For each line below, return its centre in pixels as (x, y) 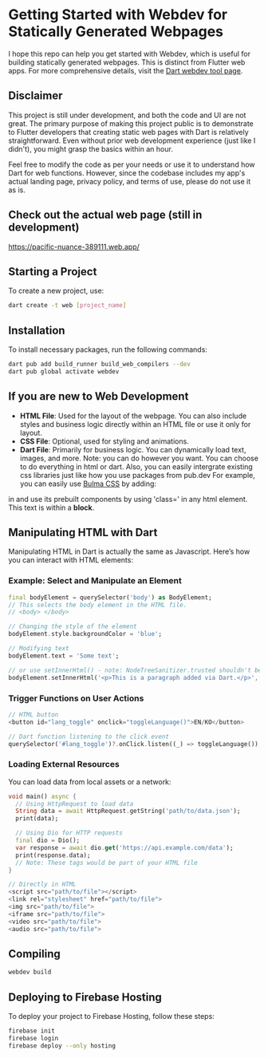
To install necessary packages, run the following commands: (108, 349)
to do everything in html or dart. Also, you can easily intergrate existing (136, 466)
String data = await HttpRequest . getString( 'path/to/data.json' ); (128, 811)
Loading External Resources (64, 764)
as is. (17, 190)
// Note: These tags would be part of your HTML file (106, 863)
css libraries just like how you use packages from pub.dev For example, (137, 475)
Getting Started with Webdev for (118, 15)
